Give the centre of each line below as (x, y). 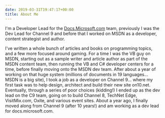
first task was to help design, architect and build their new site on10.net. (78, 85)
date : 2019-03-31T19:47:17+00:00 (39, 10)
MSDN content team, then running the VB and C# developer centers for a (79, 64)
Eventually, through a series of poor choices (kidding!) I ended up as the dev (83, 90)
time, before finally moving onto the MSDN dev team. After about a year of (81, 69)
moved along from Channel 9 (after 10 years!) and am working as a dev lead (82, 106)
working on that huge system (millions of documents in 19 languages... (77, 74)
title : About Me (22, 14)
